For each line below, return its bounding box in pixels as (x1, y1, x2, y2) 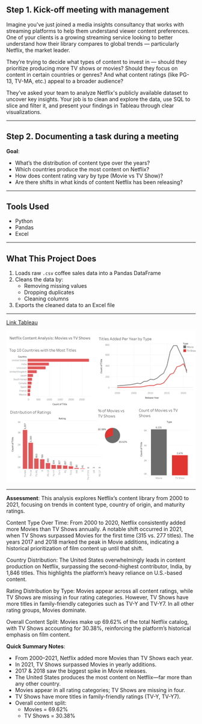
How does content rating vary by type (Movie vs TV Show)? (14, 172, 164, 179)
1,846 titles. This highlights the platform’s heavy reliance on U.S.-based (6, 569, 182, 576)
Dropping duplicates (23, 289, 75, 296)
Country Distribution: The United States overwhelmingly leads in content (6, 556, 186, 564)
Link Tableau (6, 319, 38, 326)
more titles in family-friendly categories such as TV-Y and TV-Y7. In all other (6, 600, 194, 607)
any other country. (14, 680, 61, 687)
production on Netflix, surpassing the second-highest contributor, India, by (6, 562, 192, 570)
